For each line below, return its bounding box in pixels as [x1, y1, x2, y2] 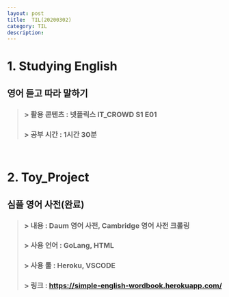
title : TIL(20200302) [7, 16, 72, 23]
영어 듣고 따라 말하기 [7, 87, 88, 99]
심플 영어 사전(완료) [7, 198, 85, 210]
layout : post [7, 10, 44, 17]
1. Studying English [7, 59, 118, 74]
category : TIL [7, 23, 48, 29]
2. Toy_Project [7, 170, 90, 185]
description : [7, 29, 44, 36]
